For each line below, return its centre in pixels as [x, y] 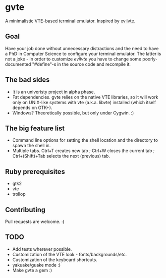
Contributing [25, 210]
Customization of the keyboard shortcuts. [55, 260]
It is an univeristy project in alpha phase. [54, 92]
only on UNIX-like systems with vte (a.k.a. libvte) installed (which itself [84, 102]
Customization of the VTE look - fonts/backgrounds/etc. [70, 254]
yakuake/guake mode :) [36, 265]
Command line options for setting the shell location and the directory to [85, 140]
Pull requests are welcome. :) [35, 222]
